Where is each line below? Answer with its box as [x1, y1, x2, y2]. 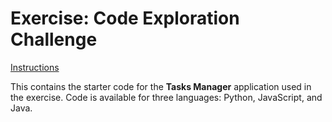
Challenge [10, 28, 98, 51]
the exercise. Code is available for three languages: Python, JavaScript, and [10, 91, 323, 103]
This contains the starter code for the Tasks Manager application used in [10, 80, 312, 92]
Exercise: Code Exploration [10, 7, 240, 30]
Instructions [10, 61, 60, 73]
